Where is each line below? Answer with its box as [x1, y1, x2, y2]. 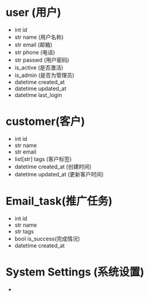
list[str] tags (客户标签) [14, 155, 72, 162]
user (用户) [5, 5, 62, 20]
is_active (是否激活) [14, 63, 63, 71]
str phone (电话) [14, 48, 55, 55]
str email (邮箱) [14, 41, 53, 48]
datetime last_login [14, 91, 62, 98]
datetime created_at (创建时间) [14, 163, 92, 170]
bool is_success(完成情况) [14, 235, 80, 242]
